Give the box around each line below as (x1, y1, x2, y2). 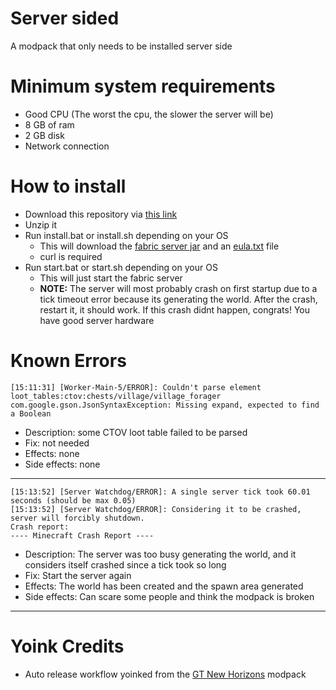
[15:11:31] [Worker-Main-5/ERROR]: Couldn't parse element (10, 382, 262, 392)
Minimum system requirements (10, 75, 276, 98)
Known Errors (10, 350, 127, 372)
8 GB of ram (24, 118, 75, 131)
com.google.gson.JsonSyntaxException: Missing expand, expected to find (10, 400, 320, 410)
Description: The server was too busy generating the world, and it (24, 548, 297, 560)
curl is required (39, 250, 103, 262)
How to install (10, 175, 127, 198)
